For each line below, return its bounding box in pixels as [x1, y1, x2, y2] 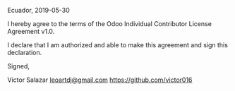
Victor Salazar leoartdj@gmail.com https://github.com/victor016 [7, 75, 193, 84]
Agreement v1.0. [7, 28, 55, 35]
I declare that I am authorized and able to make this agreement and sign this [7, 41, 228, 49]
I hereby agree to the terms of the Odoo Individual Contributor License [7, 20, 212, 28]
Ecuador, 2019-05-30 [7, 6, 70, 14]
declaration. [7, 49, 42, 56]
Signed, [7, 62, 30, 70]
